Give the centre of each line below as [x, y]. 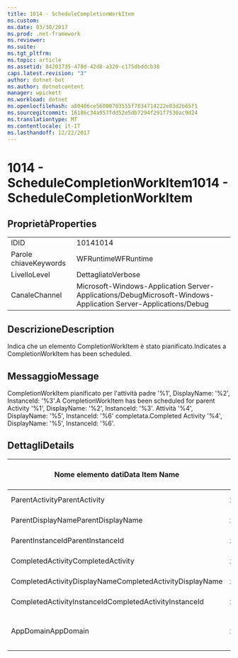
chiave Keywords [38, 263]
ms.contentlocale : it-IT [44, 126]
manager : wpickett [34, 93]
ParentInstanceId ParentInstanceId [67, 540]
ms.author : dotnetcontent [45, 87]
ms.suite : [22, 47]
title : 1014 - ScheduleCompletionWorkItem [71, 14]
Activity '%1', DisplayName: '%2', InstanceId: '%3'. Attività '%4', [100, 408]
